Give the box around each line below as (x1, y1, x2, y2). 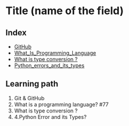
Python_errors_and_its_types (14, 62, 85, 69)
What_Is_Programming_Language (14, 49, 96, 57)
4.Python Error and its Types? (14, 113, 87, 120)
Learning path (5, 79, 59, 89)
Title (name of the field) (5, 4, 124, 18)
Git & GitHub (14, 94, 45, 101)
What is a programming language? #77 (14, 101, 109, 108)
